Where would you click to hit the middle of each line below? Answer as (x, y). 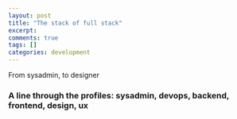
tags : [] (23, 45)
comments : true (33, 38)
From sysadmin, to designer (54, 75)
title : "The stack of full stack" (66, 23)
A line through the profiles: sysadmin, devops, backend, (118, 95)
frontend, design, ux (49, 106)
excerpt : (23, 30)
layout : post (30, 15)
